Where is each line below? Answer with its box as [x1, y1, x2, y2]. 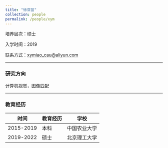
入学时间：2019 [5, 41, 37, 47]
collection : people [5, 12, 46, 17]
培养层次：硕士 [5, 31, 36, 37]
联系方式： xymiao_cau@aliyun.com [5, 52, 78, 58]
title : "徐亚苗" [5, 7, 37, 12]
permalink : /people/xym [5, 16, 55, 21]
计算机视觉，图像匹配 [5, 83, 49, 89]
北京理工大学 [66, 134, 97, 141]
